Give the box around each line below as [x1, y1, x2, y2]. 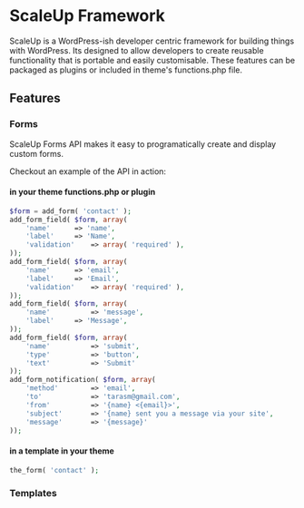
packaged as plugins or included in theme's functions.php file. [9, 64, 243, 75]
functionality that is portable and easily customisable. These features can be [9, 54, 296, 65]
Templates [9, 487, 57, 500]
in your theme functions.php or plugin [9, 187, 156, 198]
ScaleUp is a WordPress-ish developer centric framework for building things [9, 35, 295, 46]
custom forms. [9, 148, 64, 159]
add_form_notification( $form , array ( [9, 376, 156, 385]
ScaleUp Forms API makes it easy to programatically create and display [9, 138, 277, 150]
